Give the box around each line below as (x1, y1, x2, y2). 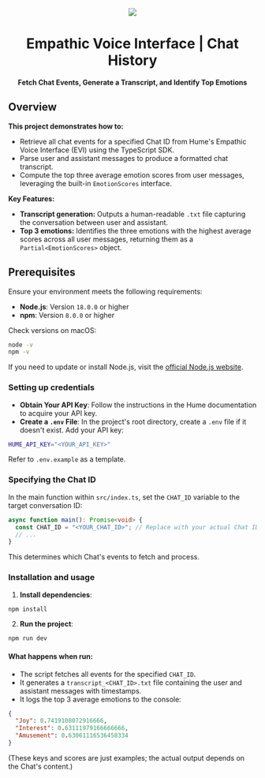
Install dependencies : (19, 589, 92, 599)
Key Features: (8, 193, 55, 204)
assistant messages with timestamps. (19, 686, 142, 695)
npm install (8, 605, 47, 613)
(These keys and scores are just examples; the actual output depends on (8, 753, 245, 762)
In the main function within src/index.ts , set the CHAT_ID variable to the (8, 492, 241, 502)
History (107, 51, 158, 69)
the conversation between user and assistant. (19, 217, 168, 227)
